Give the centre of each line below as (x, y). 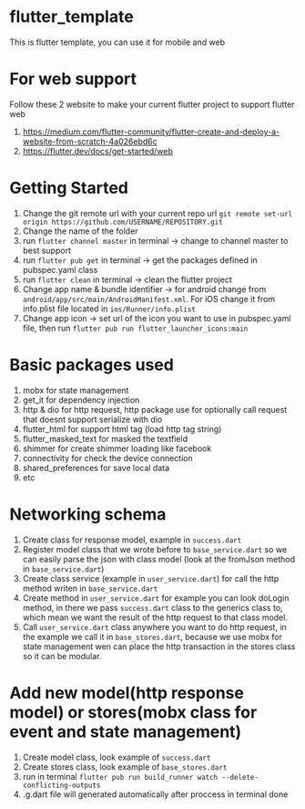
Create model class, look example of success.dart (117, 757)
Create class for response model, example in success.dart (132, 540)
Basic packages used (92, 365)
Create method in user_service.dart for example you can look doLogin (156, 598)
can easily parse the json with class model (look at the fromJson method (159, 559)
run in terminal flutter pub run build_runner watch (120, 776)
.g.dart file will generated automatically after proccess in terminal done (155, 794)
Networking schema (88, 514)
